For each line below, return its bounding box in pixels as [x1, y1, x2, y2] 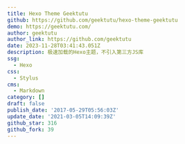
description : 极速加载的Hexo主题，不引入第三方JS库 [7, 49, 144, 56]
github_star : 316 [7, 119, 58, 127]
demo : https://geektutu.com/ [7, 23, 91, 30]
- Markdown [13, 87, 45, 94]
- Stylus [13, 74, 39, 82]
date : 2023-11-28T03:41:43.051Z [7, 42, 100, 49]
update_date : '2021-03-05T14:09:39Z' [7, 113, 116, 120]
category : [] [7, 94, 45, 101]
